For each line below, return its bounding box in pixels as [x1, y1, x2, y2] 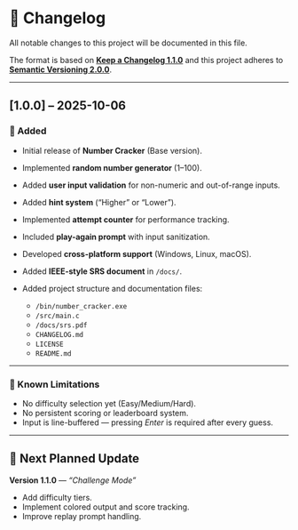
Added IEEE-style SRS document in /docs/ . [21, 266, 183, 277]
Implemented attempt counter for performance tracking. [21, 213, 230, 225]
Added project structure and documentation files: [21, 283, 203, 293]
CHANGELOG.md [35, 330, 84, 339]
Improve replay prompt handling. [21, 510, 142, 521]
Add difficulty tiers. [21, 492, 93, 502]
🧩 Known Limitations [9, 378, 100, 390]
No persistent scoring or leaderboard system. [21, 407, 189, 418]
